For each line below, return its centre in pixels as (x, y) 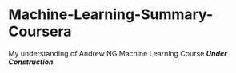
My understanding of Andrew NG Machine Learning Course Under (118, 53)
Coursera (40, 31)
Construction (31, 62)
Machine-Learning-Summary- (111, 15)
